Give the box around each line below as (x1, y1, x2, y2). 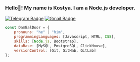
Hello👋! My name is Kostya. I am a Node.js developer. (5, 4, 136, 11)
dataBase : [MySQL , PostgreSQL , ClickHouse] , (14, 43, 107, 48)
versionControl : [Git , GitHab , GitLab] (14, 48, 96, 53)
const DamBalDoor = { (5, 25, 50, 30)
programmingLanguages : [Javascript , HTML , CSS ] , (14, 34, 116, 39)
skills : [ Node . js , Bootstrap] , (14, 39, 79, 44)
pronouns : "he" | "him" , (14, 30, 65, 35)
